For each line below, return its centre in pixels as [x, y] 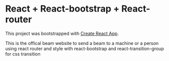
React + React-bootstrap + [62, 9]
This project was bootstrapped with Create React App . [62, 33]
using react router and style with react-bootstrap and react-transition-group [84, 48]
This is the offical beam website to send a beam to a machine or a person [82, 43]
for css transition [23, 54]
